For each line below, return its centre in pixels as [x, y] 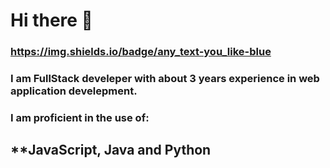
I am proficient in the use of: [80, 117]
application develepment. [74, 91]
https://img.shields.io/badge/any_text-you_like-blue [141, 52]
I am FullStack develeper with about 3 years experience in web [165, 79]
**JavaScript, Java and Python [111, 150]
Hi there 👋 [51, 20]
